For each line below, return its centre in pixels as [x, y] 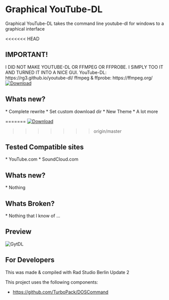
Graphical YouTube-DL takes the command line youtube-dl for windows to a [84, 23]
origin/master [108, 131]
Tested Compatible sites [45, 147]
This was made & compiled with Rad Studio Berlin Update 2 [67, 272]
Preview [19, 232]
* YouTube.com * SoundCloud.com [42, 159]
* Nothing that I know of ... [33, 216]
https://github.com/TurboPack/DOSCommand [60, 292]
